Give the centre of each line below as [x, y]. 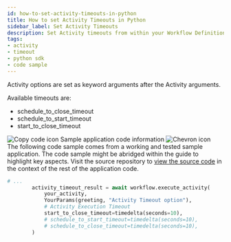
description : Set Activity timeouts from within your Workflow [100, 33]
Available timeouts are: [40, 98]
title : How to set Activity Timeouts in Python [77, 20]
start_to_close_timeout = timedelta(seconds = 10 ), [113, 213]
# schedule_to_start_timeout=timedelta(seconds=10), [121, 219]
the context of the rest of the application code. [73, 168]
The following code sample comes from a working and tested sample [105, 146]
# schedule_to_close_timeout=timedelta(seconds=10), [121, 226]
